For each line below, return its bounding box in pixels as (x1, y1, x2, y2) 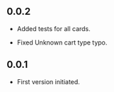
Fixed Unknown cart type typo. (16, 38, 108, 47)
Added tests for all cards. (16, 24, 91, 33)
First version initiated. (16, 77, 81, 86)
